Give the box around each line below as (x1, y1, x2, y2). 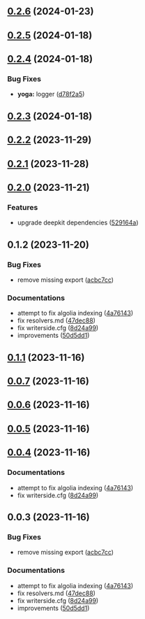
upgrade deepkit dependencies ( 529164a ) (17, 218, 139, 227)
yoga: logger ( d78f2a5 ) (17, 90, 85, 99)
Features (7, 202, 38, 212)
